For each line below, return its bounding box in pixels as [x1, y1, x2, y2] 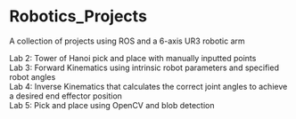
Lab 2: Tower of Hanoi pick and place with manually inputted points [9, 52, 257, 63]
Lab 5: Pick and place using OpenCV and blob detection [9, 99, 215, 110]
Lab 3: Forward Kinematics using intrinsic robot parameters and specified [9, 62, 279, 73]
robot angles [9, 71, 56, 82]
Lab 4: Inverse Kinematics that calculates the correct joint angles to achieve [9, 81, 288, 91]
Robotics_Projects [9, 6, 147, 27]
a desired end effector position [9, 91, 123, 101]
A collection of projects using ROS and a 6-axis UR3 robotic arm [9, 36, 245, 46]
